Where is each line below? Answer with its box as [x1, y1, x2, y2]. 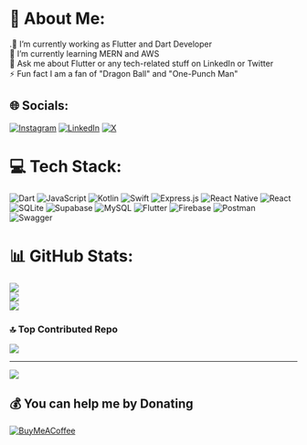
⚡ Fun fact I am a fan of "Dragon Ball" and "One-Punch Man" [9, 68, 238, 79]
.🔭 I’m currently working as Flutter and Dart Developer [9, 38, 213, 49]
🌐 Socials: [9, 98, 69, 113]
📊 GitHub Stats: [9, 246, 134, 266]
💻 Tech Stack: [9, 155, 122, 176]
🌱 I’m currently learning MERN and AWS [9, 48, 160, 58]
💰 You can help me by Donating [9, 397, 194, 412]
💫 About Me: [9, 8, 106, 29]
